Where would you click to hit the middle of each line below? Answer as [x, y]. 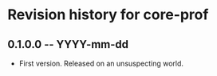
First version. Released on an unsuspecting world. [101, 63]
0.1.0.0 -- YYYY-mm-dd [68, 44]
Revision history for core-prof [108, 15]
